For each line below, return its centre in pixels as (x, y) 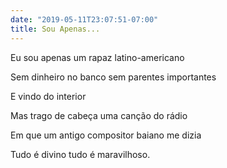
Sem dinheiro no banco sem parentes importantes (113, 77)
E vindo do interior (48, 96)
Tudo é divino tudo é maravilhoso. (80, 154)
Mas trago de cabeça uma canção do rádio (99, 115)
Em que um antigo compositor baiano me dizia (106, 135)
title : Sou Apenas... (55, 29)
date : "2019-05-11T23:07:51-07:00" (84, 19)
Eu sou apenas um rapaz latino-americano (97, 57)
